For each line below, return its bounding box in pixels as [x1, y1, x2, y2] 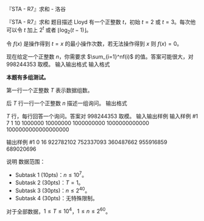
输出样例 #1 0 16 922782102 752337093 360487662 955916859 [6, 139, 167, 146]
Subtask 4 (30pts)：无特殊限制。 [15, 194, 99, 201]
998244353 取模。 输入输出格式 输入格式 [6, 60, 110, 68]
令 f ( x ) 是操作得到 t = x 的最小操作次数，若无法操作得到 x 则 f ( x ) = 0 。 [6, 40, 183, 48]
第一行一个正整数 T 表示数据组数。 [6, 87, 93, 94]
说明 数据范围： [6, 158, 46, 165]
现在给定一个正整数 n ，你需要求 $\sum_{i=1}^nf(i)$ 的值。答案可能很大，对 [6, 53, 194, 60]
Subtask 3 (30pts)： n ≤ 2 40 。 [15, 186, 91, 194]
